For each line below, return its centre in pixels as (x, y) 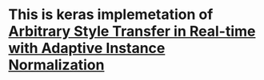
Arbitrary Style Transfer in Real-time (132, 31)
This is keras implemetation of (111, 15)
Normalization (56, 65)
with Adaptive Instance (87, 48)
